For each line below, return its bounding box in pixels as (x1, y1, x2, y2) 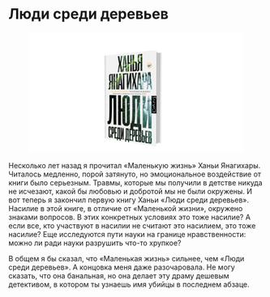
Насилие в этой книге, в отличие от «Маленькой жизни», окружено (8, 204, 243, 214)
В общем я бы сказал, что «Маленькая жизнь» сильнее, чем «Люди (8, 254, 245, 264)
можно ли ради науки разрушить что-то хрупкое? (8, 238, 182, 248)
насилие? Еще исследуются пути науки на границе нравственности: (8, 230, 246, 240)
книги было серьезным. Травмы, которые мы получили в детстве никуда (8, 178, 263, 188)
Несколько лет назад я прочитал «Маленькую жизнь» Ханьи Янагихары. (8, 161, 261, 171)
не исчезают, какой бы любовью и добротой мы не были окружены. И (8, 187, 253, 197)
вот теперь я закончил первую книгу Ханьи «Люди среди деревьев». (8, 195, 250, 205)
